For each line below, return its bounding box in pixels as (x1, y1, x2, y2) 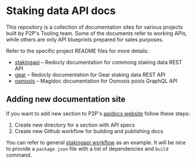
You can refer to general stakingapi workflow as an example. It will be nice (6, 139, 186, 146)
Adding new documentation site (6, 94, 126, 104)
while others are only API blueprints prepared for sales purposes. (6, 36, 164, 43)
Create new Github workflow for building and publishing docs (14, 127, 163, 134)
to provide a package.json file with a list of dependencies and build (6, 145, 169, 152)
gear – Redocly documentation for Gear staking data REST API (14, 71, 166, 78)
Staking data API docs (6, 4, 116, 18)
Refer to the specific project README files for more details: (6, 47, 149, 54)
